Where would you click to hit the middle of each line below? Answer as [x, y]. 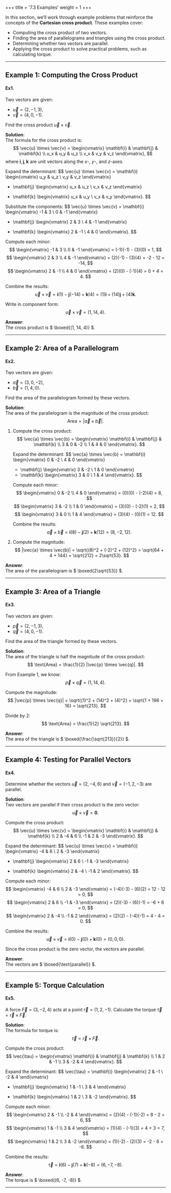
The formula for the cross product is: [44, 140]
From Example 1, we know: [33, 674]
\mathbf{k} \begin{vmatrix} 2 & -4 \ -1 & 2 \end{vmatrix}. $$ [76, 871]
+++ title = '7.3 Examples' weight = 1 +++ [48, 7]
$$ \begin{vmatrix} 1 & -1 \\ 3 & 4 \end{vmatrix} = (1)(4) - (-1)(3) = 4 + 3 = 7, [85, 1128]
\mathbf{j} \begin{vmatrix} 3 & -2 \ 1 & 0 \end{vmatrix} [77, 470]
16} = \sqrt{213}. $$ [85, 706]
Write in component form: [32, 304]
